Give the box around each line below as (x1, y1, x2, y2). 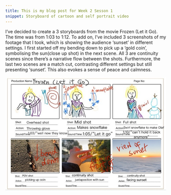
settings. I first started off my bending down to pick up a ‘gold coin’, (5, 45, 147, 51)
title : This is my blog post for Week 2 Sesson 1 (5, 8, 113, 13)
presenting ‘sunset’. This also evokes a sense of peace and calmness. (5, 67, 152, 73)
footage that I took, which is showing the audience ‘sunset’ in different (5, 39, 153, 46)
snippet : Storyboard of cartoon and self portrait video (5, 13, 129, 19)
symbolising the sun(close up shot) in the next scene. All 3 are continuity (5, 50, 158, 56)
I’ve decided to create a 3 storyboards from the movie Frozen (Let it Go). (5, 28, 158, 34)
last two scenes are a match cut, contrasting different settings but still (5, 61, 152, 67)
